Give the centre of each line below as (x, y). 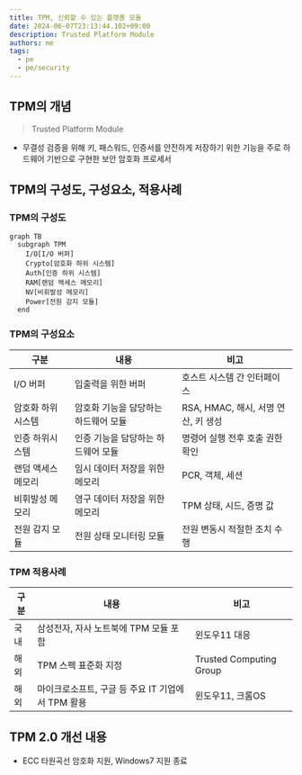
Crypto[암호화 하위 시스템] (70, 264)
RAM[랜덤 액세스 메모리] (64, 283)
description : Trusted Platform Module (82, 34)
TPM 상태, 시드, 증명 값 (227, 505)
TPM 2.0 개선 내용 (58, 738)
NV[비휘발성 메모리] (58, 293)
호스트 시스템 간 (213, 377)
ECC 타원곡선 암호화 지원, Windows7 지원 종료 (105, 761)
